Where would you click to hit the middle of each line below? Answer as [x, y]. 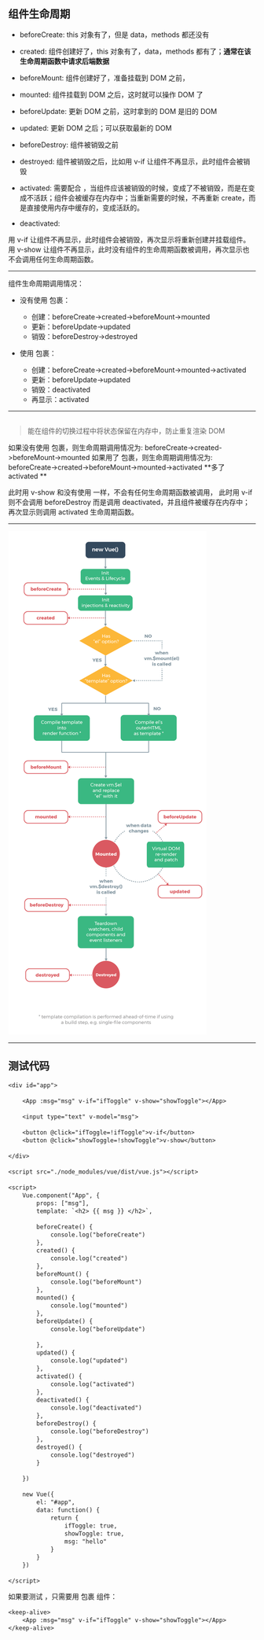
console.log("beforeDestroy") [99, 1432]
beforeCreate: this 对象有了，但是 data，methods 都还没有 [114, 35]
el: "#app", [56, 1502]
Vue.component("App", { [61, 1196]
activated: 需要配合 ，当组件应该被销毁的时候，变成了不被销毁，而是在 [134, 188]
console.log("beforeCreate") [98, 1235]
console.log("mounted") [89, 1306]
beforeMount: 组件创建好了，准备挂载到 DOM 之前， [104, 78]
